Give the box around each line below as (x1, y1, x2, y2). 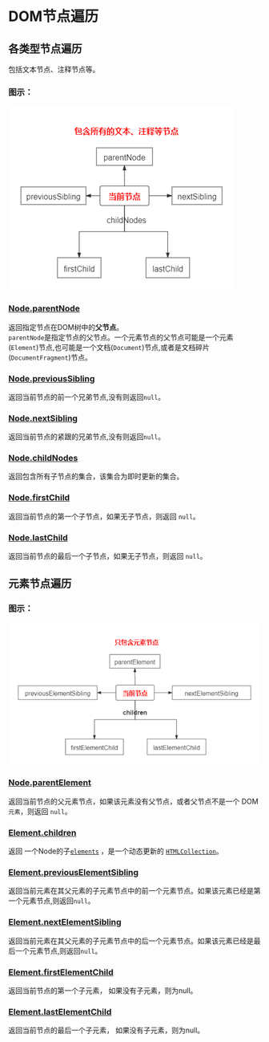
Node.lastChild (8, 531, 68, 543)
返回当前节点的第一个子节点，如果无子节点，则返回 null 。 (8, 511, 200, 521)
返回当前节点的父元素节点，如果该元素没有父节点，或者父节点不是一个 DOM (8, 796, 259, 806)
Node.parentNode (8, 303, 80, 314)
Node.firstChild (8, 492, 70, 503)
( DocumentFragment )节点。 (8, 352, 92, 362)
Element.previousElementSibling (8, 866, 139, 877)
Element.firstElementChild (8, 967, 114, 978)
